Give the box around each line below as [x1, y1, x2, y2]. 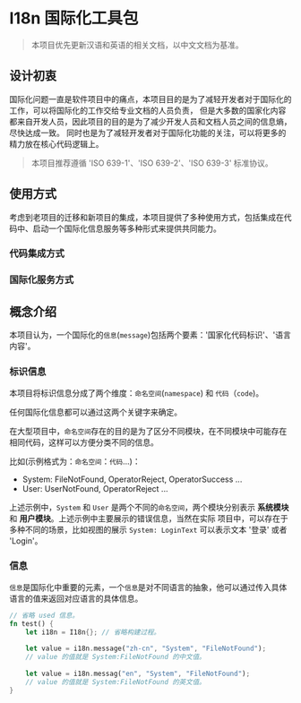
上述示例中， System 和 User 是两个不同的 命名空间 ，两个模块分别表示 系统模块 [9, 502, 289, 512]
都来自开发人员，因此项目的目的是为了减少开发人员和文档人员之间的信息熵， [9, 116, 292, 126]
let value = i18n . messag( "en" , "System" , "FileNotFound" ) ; [25, 669, 251, 678]
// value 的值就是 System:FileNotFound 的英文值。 [25, 677, 206, 686]
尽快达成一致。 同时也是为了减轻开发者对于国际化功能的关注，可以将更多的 [9, 127, 287, 138]
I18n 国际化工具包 [9, 8, 139, 29]
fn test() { [9, 619, 54, 628]
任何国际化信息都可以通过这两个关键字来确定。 [9, 407, 182, 417]
